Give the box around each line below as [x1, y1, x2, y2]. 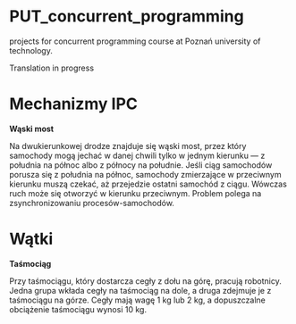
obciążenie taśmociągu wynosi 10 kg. [9, 303, 148, 314]
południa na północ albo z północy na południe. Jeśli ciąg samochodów [9, 159, 273, 170]
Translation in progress [9, 62, 95, 73]
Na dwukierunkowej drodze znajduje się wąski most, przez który [9, 140, 247, 151]
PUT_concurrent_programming [9, 6, 244, 27]
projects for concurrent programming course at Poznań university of [9, 36, 261, 46]
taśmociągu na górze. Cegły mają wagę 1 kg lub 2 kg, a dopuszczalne [9, 295, 266, 305]
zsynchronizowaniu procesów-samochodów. [9, 197, 174, 208]
